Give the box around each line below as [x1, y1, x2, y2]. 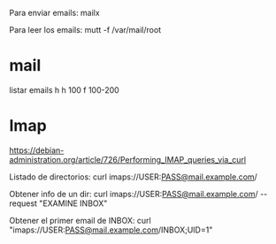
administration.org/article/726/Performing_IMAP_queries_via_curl [9, 154, 246, 164]
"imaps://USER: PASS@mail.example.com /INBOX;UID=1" [9, 225, 213, 235]
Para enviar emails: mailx [9, 8, 100, 18]
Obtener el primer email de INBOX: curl [9, 215, 152, 225]
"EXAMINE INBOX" [39, 198, 108, 209]
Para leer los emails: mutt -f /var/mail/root [9, 25, 162, 34]
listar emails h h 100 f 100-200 [9, 84, 119, 95]
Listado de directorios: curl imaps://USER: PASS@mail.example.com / [9, 172, 258, 182]
